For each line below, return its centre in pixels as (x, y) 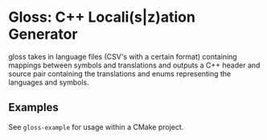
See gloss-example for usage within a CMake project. (96, 127)
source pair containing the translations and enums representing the (120, 73)
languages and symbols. (49, 82)
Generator (43, 34)
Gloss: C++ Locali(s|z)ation (102, 17)
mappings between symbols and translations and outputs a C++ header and (134, 65)
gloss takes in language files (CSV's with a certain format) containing (123, 56)
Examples (33, 107)
